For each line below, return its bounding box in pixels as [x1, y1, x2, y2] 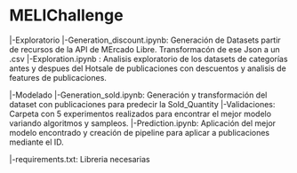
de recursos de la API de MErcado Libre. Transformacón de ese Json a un [9, 43, 280, 54]
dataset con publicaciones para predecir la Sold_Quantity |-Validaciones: [9, 98, 276, 109]
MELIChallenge [9, 5, 124, 26]
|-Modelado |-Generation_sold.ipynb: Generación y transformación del [9, 90, 268, 100]
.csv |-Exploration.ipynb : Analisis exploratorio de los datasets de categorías [9, 53, 288, 64]
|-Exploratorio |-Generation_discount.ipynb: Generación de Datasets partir [9, 35, 282, 45]
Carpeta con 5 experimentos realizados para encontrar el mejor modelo [9, 108, 272, 119]
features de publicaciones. [9, 72, 107, 83]
